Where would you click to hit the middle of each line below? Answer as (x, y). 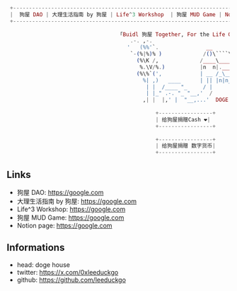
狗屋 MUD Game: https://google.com (70, 218)
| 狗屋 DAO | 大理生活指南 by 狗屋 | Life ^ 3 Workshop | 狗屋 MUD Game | (116, 14)
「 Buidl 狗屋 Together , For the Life (171, 34)
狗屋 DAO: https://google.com (60, 192)
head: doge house (43, 265)
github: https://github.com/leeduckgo (71, 280)
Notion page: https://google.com (64, 225)
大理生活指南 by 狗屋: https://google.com (77, 201)
